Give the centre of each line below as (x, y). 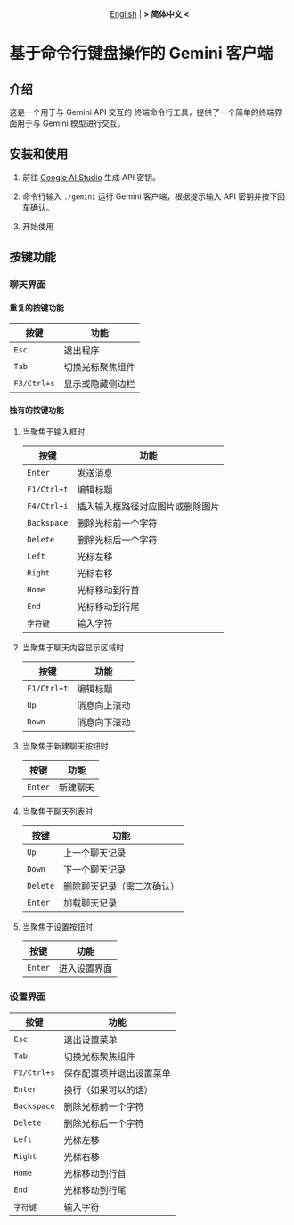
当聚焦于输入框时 (53, 431)
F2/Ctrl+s (34, 1072)
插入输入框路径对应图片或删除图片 (148, 506)
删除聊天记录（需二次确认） (121, 886)
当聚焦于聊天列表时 (57, 811)
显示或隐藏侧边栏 (99, 385)
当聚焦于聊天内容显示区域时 (73, 647)
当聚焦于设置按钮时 (57, 926)
